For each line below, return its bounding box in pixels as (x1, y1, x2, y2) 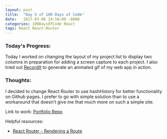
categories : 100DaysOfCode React (5, 21, 75, 26)
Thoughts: (5, 77, 32, 84)
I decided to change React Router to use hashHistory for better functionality (5, 88, 162, 94)
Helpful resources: (5, 118, 44, 124)
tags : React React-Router (5, 26, 59, 31)
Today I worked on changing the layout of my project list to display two (5, 53, 152, 60)
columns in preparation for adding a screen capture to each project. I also (5, 59, 158, 65)
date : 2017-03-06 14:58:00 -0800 (5, 16, 80, 21)
